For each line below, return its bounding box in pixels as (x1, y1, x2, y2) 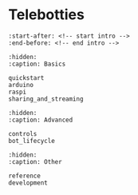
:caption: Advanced (8, 116, 73, 124)
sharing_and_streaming (8, 94, 84, 103)
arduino (8, 81, 34, 89)
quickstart (8, 74, 45, 82)
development (8, 178, 48, 187)
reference (8, 172, 41, 180)
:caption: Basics (8, 60, 66, 68)
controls (8, 129, 37, 137)
